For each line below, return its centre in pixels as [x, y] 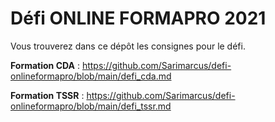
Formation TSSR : [47, 95]
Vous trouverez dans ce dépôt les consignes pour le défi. [128, 46]
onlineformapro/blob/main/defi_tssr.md [91, 106]
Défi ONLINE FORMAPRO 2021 [138, 18]
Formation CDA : [45, 65]
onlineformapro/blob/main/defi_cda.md [91, 76]
